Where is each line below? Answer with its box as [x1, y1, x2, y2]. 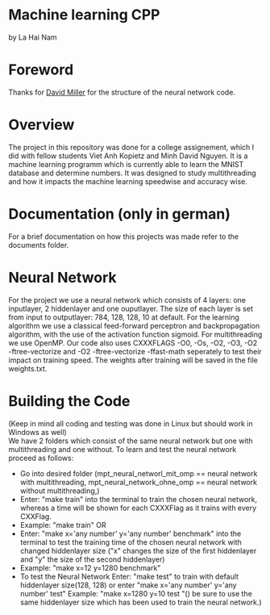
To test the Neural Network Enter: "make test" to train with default [19, 571, 239, 581]
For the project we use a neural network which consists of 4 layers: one [8, 295, 247, 304]
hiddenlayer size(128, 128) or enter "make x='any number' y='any [19, 579, 237, 590]
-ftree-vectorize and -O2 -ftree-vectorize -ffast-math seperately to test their [8, 346, 262, 356]
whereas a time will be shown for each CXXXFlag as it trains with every [19, 503, 257, 512]
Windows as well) [8, 427, 67, 437]
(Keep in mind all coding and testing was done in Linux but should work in [8, 418, 253, 429]
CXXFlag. [19, 511, 52, 521]
